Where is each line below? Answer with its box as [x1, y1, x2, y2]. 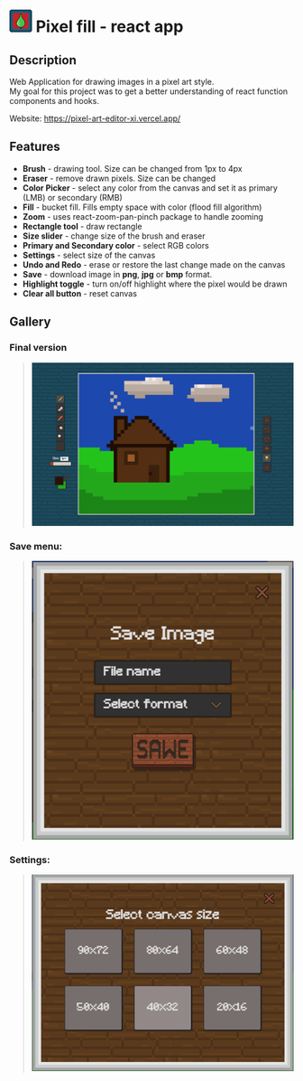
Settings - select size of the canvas [22, 249, 156, 260]
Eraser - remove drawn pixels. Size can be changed [22, 173, 216, 183]
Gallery [9, 315, 51, 330]
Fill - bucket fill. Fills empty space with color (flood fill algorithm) [22, 202, 262, 212]
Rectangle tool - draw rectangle [22, 221, 142, 231]
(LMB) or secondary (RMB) [22, 192, 124, 202]
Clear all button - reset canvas [22, 287, 138, 298]
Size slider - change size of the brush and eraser [22, 230, 206, 241]
